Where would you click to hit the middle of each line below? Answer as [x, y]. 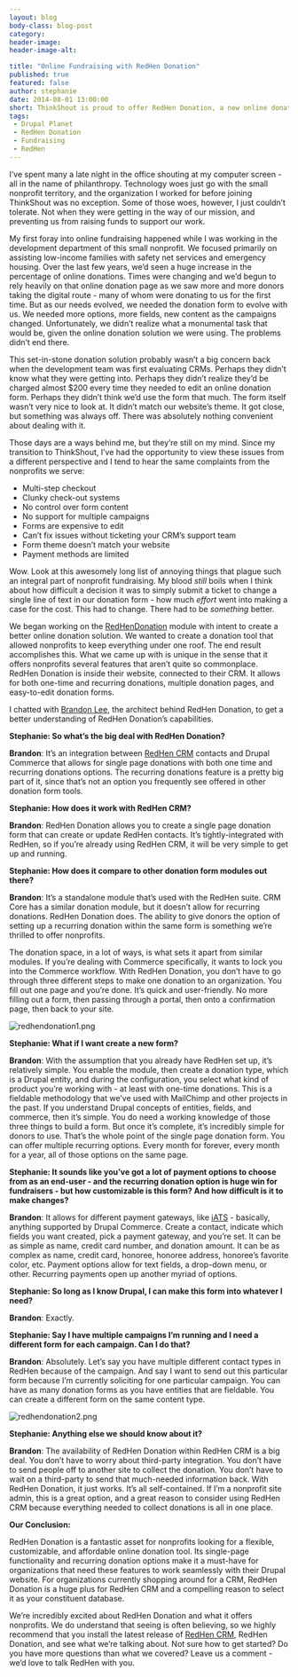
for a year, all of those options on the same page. [99, 1154]
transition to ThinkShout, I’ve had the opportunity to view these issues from [147, 452]
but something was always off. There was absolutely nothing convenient [141, 416]
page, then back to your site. [62, 1009]
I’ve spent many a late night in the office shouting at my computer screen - [145, 174]
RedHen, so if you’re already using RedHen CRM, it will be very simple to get [149, 844]
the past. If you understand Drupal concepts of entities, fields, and [130, 1107]
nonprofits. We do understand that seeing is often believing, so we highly [143, 1625]
